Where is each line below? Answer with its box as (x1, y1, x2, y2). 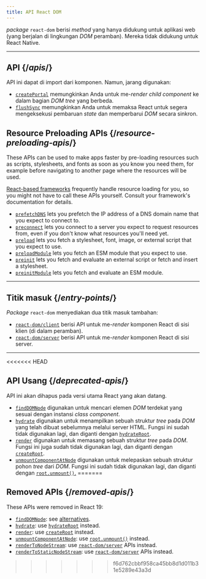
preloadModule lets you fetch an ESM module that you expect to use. (15, 249, 188, 257)
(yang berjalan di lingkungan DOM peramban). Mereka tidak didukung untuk (6, 32, 199, 40)
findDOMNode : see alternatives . (15, 515, 91, 523)
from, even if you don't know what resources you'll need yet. (15, 230, 169, 237)
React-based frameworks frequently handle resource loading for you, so (6, 185, 189, 193)
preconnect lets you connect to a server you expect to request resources (15, 223, 199, 231)
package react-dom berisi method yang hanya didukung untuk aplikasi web (6, 26, 196, 33)
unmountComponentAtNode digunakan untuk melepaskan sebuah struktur (15, 456, 193, 464)
